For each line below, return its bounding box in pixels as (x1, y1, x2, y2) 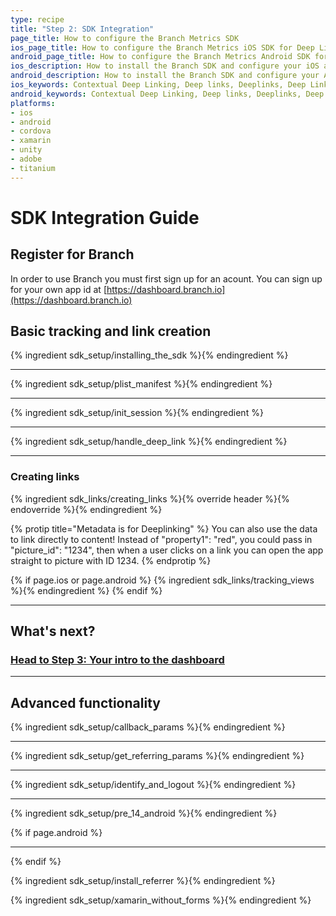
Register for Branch (10, 246, 135, 263)
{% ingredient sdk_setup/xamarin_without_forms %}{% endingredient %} (10, 894, 312, 906)
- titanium (10, 163, 56, 173)
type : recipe (10, 14, 65, 25)
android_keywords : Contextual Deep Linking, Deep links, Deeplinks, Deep (10, 89, 325, 99)
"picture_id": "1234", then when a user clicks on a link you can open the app (10, 544, 324, 556)
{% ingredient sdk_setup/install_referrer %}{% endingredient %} (10, 875, 276, 887)
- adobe (10, 154, 43, 164)
